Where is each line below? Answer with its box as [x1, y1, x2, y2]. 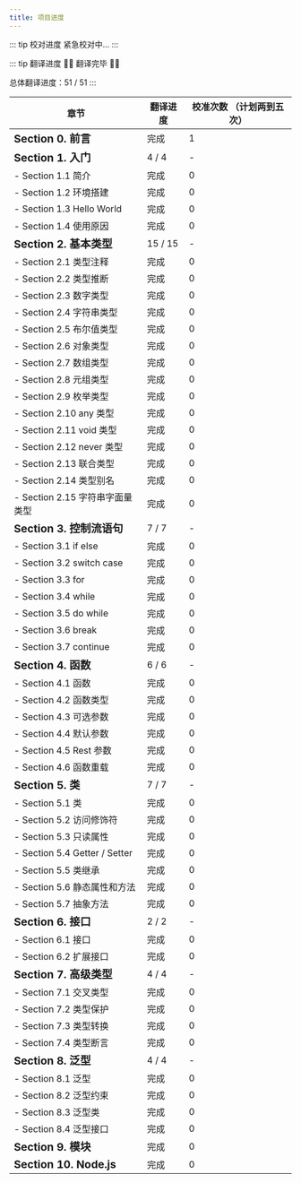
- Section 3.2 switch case [13, 557, 124, 569]
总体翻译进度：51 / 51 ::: [9, 77, 97, 88]
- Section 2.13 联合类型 [13, 457, 115, 470]
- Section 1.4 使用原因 [13, 220, 109, 232]
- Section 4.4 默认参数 [13, 727, 109, 739]
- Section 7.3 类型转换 [13, 1019, 109, 1032]
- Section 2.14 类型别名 [13, 474, 115, 487]
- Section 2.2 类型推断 [13, 272, 109, 285]
